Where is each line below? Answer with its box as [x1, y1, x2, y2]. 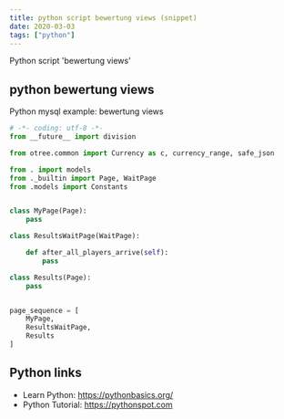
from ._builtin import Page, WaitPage [9, 173, 157, 183]
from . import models [9, 165, 92, 174]
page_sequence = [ [9, 306, 79, 315]
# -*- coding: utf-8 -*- [9, 124, 104, 133]
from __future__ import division [9, 132, 137, 141]
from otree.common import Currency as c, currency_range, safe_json [9, 148, 275, 158]
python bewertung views [9, 81, 155, 97]
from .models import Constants [9, 182, 128, 192]
